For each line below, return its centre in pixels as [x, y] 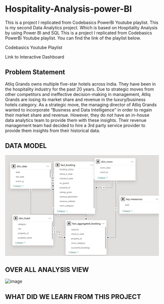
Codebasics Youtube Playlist [34, 47]
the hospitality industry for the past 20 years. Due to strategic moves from [80, 89]
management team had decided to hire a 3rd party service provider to [75, 125]
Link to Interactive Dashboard [35, 57]
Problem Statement [35, 72]
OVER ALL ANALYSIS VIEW [47, 270]
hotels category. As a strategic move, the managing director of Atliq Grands [81, 104]
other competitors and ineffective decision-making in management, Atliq [78, 94]
